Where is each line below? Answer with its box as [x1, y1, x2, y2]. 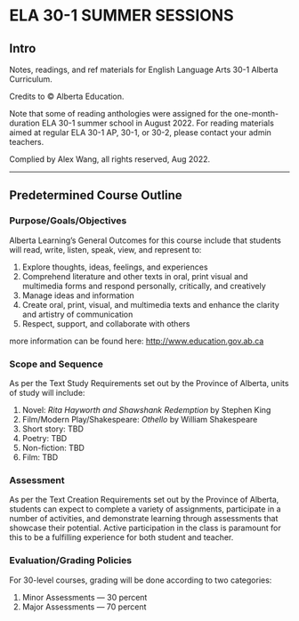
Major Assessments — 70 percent [21, 601, 147, 612]
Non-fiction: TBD [21, 442, 85, 453]
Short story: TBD [21, 423, 85, 434]
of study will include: [9, 387, 85, 398]
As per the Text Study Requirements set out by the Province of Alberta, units [9, 377, 289, 388]
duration [9, 117, 40, 128]
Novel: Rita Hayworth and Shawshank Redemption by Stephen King [21, 404, 271, 415]
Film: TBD [21, 451, 59, 463]
